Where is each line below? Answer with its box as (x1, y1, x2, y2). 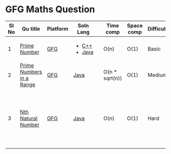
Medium (147, 71, 167, 79)
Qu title (22, 25, 40, 32)
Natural (20, 115, 38, 122)
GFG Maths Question (5, 4, 95, 15)
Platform (47, 25, 69, 32)
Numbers (20, 68, 42, 75)
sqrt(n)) (103, 74, 122, 82)
